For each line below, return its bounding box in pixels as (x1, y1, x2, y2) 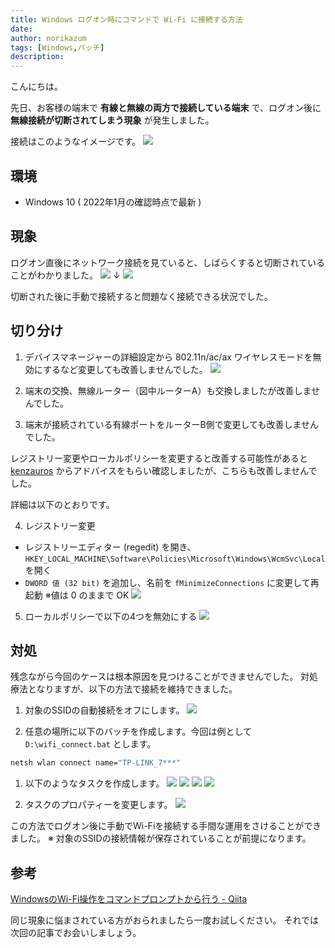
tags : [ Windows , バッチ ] (10, 42, 105, 53)
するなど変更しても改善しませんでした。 (42, 363, 208, 375)
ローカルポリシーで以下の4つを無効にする (24, 610, 198, 622)
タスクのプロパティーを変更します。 (24, 799, 173, 811)
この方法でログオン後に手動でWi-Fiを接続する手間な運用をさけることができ (10, 820, 322, 832)
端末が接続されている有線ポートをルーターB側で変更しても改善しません (24, 418, 319, 430)
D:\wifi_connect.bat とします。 (24, 738, 157, 750)
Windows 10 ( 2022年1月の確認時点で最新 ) (24, 196, 202, 208)
